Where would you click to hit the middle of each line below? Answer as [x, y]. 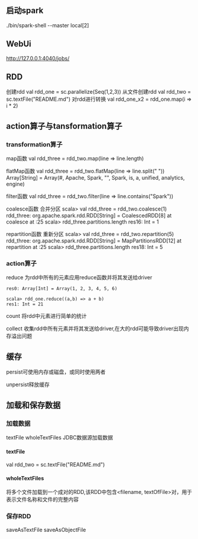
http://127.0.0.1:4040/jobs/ [38, 58]
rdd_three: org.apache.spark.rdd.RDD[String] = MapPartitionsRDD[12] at [94, 241]
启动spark [25, 11]
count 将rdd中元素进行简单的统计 [46, 316]
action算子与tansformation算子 [64, 126]
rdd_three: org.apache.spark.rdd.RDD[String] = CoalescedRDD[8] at [89, 216]
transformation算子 [35, 144]
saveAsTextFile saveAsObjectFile [46, 530]
